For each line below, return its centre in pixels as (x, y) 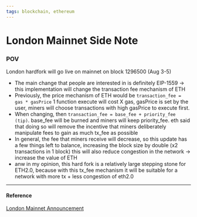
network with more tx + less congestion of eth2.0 (74, 177)
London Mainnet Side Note (72, 40)
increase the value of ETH (46, 158)
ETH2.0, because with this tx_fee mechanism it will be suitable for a (96, 170)
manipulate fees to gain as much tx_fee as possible (76, 133)
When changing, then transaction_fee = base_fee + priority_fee (95, 114)
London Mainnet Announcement (45, 208)
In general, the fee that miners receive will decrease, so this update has (101, 139)
